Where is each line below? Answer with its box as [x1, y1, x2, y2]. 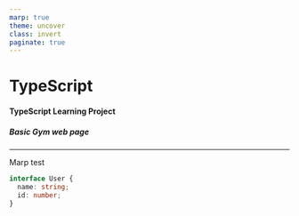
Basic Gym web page [9, 126, 90, 137]
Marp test [9, 157, 45, 167]
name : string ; [17, 182, 69, 191]
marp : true [9, 12, 50, 22]
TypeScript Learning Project [9, 106, 116, 116]
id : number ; [17, 190, 62, 200]
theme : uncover [9, 21, 66, 30]
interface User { [9, 174, 74, 183]
